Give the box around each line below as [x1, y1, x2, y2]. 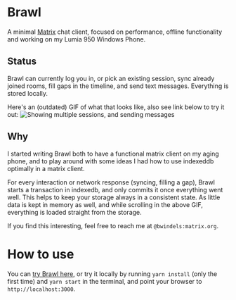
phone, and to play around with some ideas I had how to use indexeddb [7, 156, 214, 165]
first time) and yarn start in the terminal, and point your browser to [7, 277, 202, 285]
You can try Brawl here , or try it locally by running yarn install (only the [7, 269, 218, 278]
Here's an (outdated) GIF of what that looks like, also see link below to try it [7, 103, 225, 111]
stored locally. [7, 89, 48, 97]
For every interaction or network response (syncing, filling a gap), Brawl [7, 177, 216, 187]
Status [7, 56, 37, 68]
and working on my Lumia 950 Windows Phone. [7, 35, 146, 43]
